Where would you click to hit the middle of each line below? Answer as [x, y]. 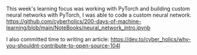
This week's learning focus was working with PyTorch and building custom [98, 9]
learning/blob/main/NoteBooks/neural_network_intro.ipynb [79, 27]
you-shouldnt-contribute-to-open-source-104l [63, 45]
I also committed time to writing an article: [58, 39]
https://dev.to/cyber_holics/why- [150, 39]
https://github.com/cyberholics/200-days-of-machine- [74, 21]
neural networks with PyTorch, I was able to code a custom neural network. [99, 15]
